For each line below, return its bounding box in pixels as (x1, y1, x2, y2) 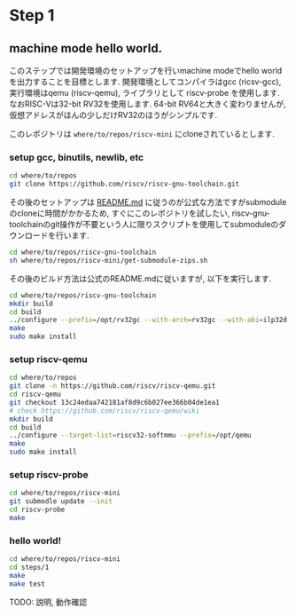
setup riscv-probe (9, 469, 89, 481)
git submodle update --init (9, 497, 113, 506)
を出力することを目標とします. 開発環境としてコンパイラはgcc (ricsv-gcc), (9, 76, 282, 87)
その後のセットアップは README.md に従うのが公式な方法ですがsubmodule (9, 197, 287, 208)
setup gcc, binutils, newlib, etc (9, 151, 144, 163)
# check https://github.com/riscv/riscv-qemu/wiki (9, 406, 200, 415)
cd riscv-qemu (9, 390, 62, 399)
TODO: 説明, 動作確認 (9, 596, 88, 607)
